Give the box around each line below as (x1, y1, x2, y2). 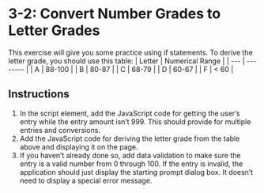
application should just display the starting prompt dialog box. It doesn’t (19, 167, 254, 176)
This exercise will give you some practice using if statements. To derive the (8, 47, 253, 57)
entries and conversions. (19, 125, 101, 134)
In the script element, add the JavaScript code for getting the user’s (19, 108, 240, 118)
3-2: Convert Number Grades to (8, 5, 221, 23)
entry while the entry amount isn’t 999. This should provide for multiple (19, 116, 251, 127)
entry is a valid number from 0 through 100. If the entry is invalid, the (19, 159, 243, 168)
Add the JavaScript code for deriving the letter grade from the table (19, 134, 240, 143)
